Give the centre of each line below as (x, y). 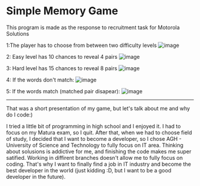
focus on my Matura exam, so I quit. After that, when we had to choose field (99, 133)
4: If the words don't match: (40, 80)
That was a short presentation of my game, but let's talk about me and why (98, 108)
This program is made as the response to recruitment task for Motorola (93, 27)
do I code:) (19, 115)
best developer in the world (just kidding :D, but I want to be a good (89, 170)
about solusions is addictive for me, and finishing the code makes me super (99, 151)
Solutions (18, 33)
